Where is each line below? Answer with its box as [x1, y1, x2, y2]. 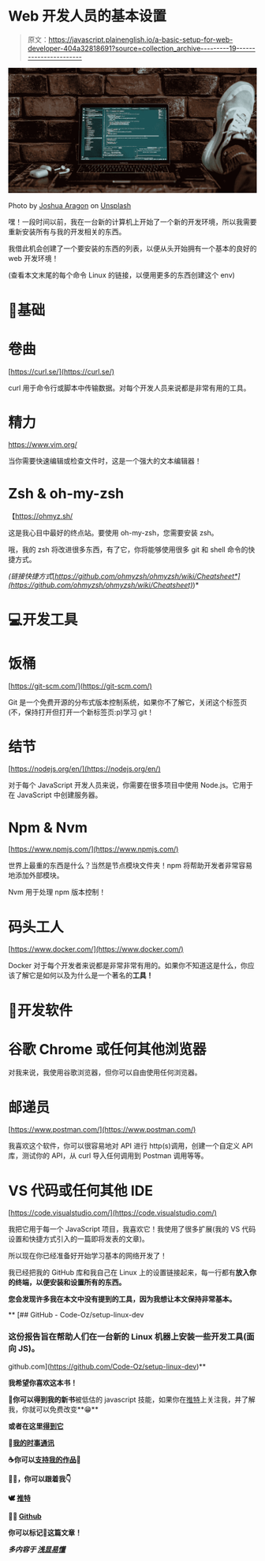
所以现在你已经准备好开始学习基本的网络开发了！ [8, 1251, 167, 1261]
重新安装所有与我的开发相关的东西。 [8, 227, 126, 237]
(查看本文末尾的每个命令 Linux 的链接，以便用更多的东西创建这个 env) [8, 270, 235, 280]
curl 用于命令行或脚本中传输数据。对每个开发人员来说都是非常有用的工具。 [8, 383, 251, 393]
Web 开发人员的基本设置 [8, 7, 167, 25]
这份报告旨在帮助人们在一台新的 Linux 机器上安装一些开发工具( [8, 1332, 247, 1343]
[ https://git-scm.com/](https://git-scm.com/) [8, 681, 152, 691]
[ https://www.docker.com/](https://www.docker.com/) [8, 944, 184, 954]
